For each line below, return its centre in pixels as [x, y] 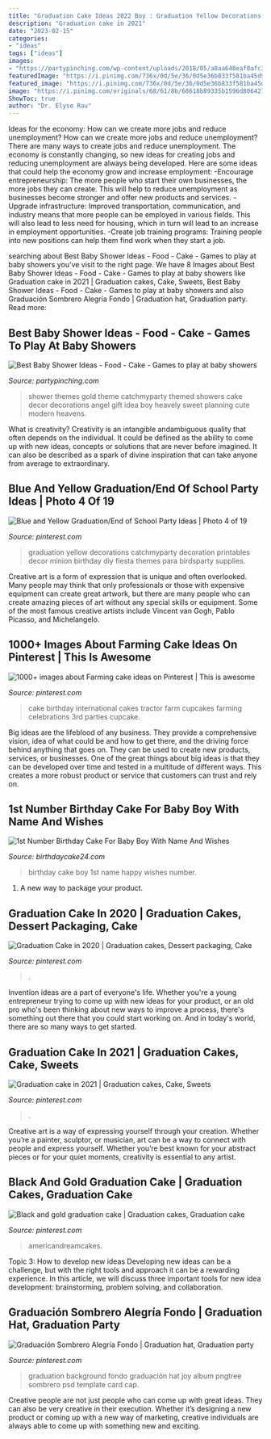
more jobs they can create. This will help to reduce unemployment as [123, 189]
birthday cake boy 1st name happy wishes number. [113, 872]
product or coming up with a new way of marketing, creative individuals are [134, 1417]
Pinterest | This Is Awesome [80, 658]
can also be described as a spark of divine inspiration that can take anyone [133, 455]
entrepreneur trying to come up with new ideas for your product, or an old [131, 1001]
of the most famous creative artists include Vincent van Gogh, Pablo [122, 610]
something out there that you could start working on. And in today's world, [132, 1018]
